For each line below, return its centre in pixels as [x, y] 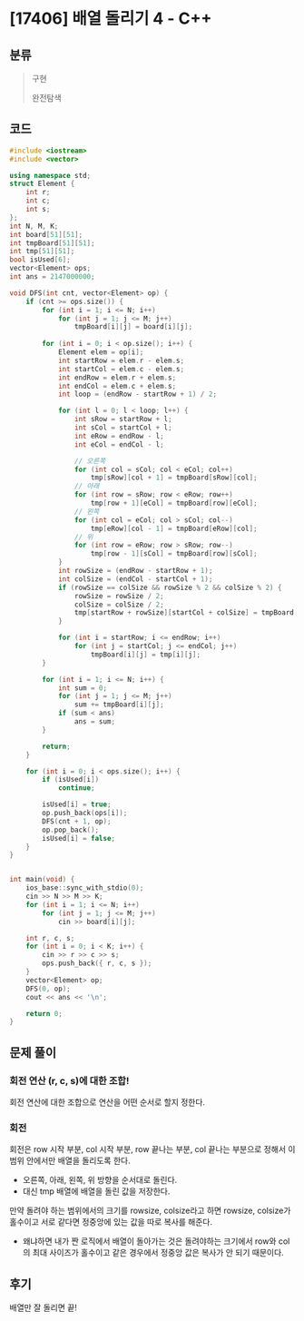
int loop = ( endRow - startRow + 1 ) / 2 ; [137, 394]
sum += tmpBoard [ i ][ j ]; [119, 705]
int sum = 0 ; [82, 688]
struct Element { [42, 184]
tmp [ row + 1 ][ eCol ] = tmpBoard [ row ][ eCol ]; [174, 503]
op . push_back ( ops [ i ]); [85, 813]
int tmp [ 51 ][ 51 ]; [42, 251]
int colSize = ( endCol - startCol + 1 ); [135, 579]
